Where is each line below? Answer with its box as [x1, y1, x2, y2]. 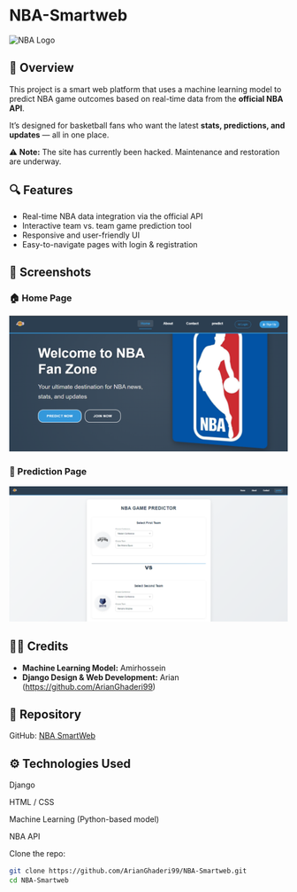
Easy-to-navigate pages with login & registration [21, 239, 198, 249]
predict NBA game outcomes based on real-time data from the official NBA [9, 93, 284, 104]
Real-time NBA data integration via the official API [21, 210, 203, 222]
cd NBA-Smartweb [9, 876, 69, 885]
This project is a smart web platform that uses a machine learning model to [9, 83, 282, 94]
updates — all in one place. [9, 129, 110, 140]
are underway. [9, 156, 62, 167]
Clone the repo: [9, 849, 66, 859]
